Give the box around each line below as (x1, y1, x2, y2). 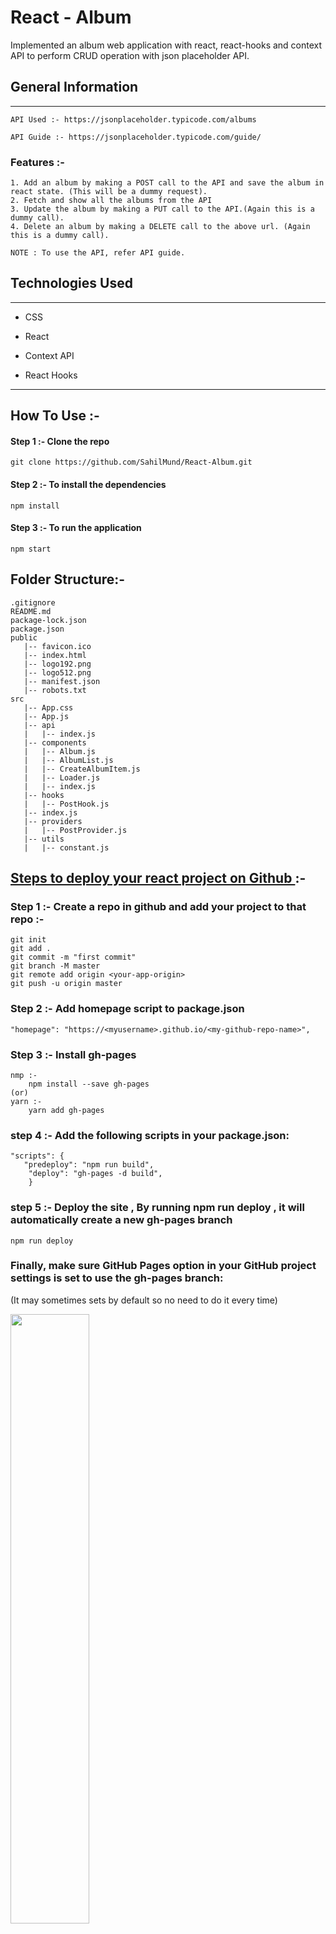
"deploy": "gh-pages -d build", (28, 1169, 163, 1179)
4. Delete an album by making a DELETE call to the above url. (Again (10, 222, 311, 232)
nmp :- (10, 1070, 38, 1080)
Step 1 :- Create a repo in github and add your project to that (10, 899, 307, 913)
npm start (10, 544, 52, 554)
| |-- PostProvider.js (23, 825, 128, 835)
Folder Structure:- (10, 571, 126, 588)
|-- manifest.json (23, 676, 101, 686)
